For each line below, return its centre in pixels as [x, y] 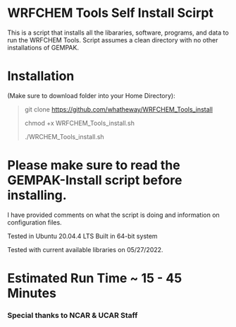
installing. [37, 195]
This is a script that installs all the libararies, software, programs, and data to [118, 32]
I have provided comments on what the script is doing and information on [113, 215]
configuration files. [35, 222]
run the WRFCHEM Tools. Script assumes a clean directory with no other [113, 40]
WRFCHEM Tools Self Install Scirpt [110, 13]
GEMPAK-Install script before [95, 180]
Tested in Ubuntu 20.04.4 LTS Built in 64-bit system [82, 236]
